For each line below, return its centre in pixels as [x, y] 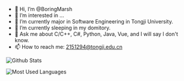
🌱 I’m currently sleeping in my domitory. [62, 28]
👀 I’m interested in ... [39, 15]
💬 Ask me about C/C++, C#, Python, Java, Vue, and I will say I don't [96, 34]
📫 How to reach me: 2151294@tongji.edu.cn [69, 47]
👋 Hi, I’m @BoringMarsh [43, 9]
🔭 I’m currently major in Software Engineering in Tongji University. [94, 21]
